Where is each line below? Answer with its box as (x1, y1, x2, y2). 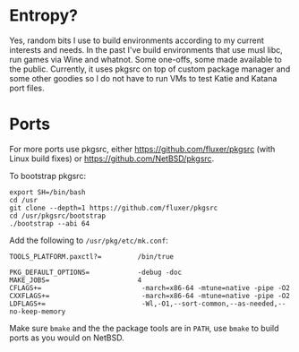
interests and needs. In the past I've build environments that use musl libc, (9, 44, 284, 55)
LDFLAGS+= (9, 299, 47, 308)
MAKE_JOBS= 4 (9, 275, 142, 285)
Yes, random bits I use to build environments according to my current (9, 35, 264, 46)
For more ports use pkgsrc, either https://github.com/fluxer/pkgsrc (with (9, 143, 276, 154)
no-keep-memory (9, 306, 66, 316)
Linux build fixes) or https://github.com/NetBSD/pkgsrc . (9, 153, 215, 164)
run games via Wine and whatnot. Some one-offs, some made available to (9, 54, 282, 64)
